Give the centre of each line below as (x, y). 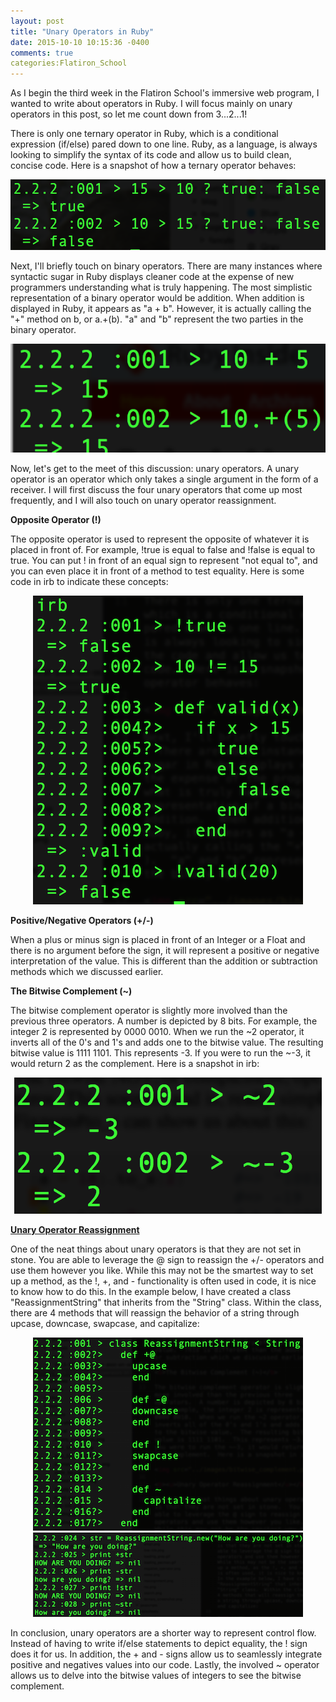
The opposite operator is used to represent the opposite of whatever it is (160, 539)
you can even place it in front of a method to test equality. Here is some (157, 571)
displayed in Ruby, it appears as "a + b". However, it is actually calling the (161, 308)
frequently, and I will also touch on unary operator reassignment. (143, 500)
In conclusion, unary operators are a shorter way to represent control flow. (163, 1632)
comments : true (42, 53)
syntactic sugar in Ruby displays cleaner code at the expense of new (152, 276)
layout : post (37, 21)
